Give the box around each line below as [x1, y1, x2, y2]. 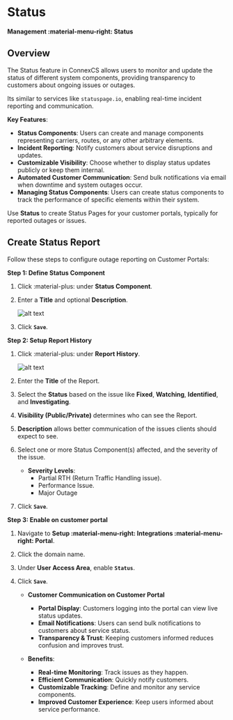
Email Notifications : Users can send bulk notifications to [38, 618, 201, 627]
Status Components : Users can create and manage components [17, 128, 204, 137]
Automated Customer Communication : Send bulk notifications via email [17, 173, 227, 181]
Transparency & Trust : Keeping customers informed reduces [38, 634, 214, 642]
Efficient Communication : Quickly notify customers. [38, 675, 189, 684]
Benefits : [27, 654, 55, 663]
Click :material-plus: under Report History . [17, 349, 140, 358]
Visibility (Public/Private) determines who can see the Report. [17, 411, 198, 419]
